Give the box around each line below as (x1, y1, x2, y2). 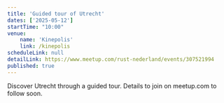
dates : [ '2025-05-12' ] (7, 17, 73, 24)
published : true (7, 62, 55, 69)
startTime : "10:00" (7, 23, 64, 30)
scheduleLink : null (7, 50, 64, 57)
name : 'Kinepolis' (20, 36, 73, 43)
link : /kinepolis (20, 43, 71, 50)
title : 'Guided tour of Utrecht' (7, 10, 105, 18)
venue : (7, 29, 27, 37)
